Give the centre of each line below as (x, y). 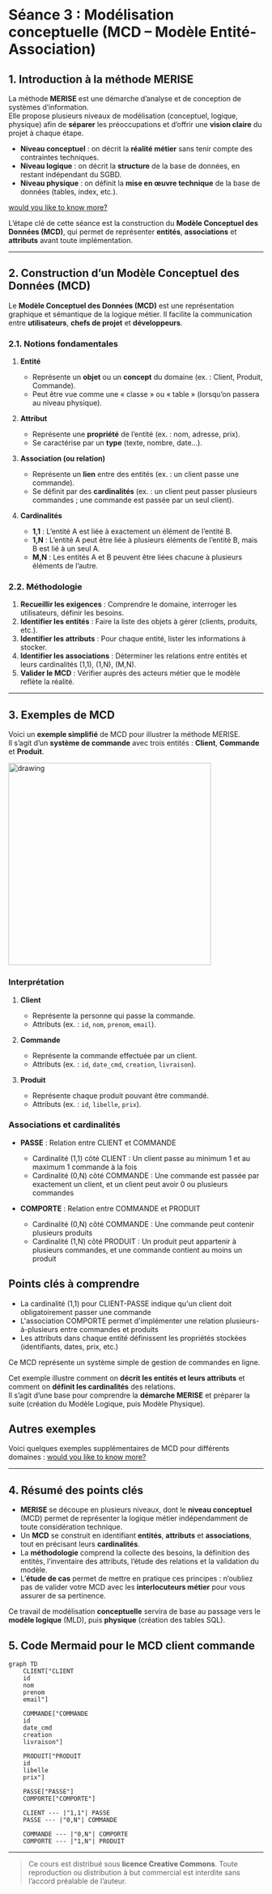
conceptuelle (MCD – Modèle (108, 32)
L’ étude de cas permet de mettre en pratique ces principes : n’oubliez (136, 1579)
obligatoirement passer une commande (85, 1312)
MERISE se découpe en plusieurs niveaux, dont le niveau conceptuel (136, 1510)
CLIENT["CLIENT (49, 1671)
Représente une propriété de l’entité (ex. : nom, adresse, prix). (136, 434)
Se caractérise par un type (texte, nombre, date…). (117, 443)
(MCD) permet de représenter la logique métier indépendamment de (134, 1518)
